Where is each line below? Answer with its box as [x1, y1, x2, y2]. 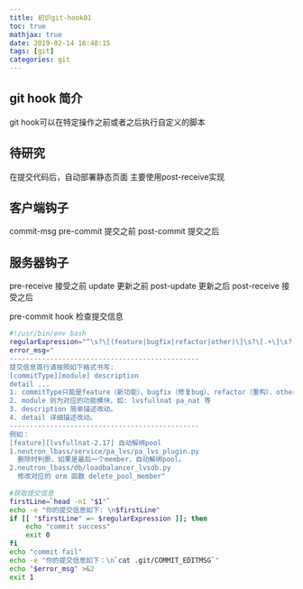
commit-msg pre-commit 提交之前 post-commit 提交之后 [9, 226, 220, 237]
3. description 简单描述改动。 [9, 405, 117, 414]
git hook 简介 [9, 91, 83, 107]
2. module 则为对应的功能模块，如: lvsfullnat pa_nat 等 [9, 397, 212, 406]
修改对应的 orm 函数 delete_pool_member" [17, 472, 166, 481]
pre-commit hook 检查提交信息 [9, 311, 124, 322]
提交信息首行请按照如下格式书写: [9, 362, 115, 371]
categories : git [9, 55, 70, 64]
